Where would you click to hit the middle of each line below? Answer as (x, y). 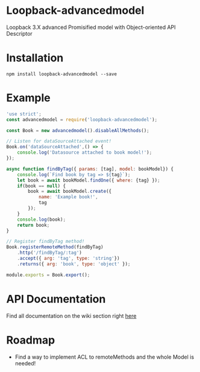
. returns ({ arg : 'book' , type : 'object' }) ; (74, 264)
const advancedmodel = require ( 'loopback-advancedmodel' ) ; (82, 119)
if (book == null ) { (42, 186)
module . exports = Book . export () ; (48, 275)
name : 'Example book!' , (68, 197)
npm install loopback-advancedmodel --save (62, 74)
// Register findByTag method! (45, 242)
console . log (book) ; (42, 219)
